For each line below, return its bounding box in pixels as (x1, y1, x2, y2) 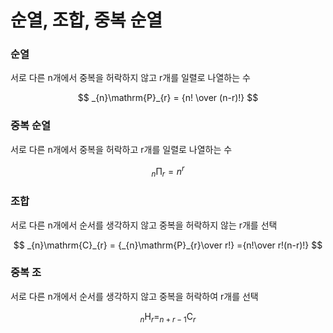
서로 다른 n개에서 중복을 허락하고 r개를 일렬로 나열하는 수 (10, 143, 233, 155)
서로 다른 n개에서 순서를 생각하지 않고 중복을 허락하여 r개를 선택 (10, 290, 259, 302)
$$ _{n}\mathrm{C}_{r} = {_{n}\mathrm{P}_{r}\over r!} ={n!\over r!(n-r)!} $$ (13, 239, 323, 251)
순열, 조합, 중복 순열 (10, 9, 163, 32)
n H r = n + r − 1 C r (139, 310, 197, 325)
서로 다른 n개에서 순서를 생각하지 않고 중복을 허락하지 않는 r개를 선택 (10, 219, 278, 231)
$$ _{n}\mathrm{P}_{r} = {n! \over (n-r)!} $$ (77, 92, 259, 104)
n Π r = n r (151, 163, 185, 180)
